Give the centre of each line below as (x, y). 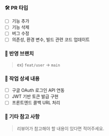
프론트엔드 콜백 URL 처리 (36, 103)
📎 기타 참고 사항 (22, 117)
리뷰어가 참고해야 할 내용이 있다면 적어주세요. (60, 128)
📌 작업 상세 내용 (22, 79)
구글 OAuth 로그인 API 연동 (38, 91)
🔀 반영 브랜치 (19, 54)
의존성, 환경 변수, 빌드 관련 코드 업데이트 (51, 40)
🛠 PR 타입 (16, 7)
